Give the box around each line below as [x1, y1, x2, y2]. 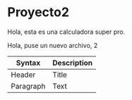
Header [11, 70, 36, 80]
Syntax [16, 58, 41, 68]
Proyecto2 [7, 4, 69, 20]
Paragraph [11, 81, 46, 91]
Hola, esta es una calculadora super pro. [7, 27, 126, 36]
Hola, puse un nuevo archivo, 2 [7, 41, 98, 49]
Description [52, 58, 93, 68]
